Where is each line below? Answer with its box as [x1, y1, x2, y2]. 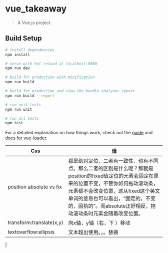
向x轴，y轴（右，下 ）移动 [68, 219, 130, 226]
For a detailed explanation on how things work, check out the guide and [5, 130, 153, 136]
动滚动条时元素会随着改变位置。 [68, 210, 143, 217]
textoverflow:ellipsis [7, 228, 55, 235]
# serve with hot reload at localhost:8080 [5, 61, 97, 66]
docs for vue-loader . [5, 135, 47, 141]
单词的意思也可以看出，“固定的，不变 [68, 195, 156, 202]
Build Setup [5, 34, 42, 43]
